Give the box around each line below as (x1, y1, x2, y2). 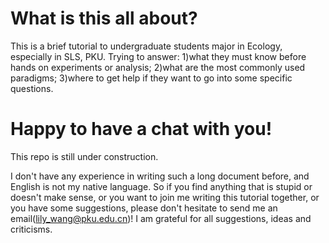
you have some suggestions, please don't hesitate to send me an (10, 202, 278, 214)
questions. (10, 82, 54, 94)
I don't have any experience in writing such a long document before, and (10, 170, 310, 182)
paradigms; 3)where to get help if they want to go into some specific (10, 72, 293, 84)
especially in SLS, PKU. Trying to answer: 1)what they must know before (10, 50, 307, 62)
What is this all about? (10, 7, 198, 30)
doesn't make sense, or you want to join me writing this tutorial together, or (10, 191, 320, 203)
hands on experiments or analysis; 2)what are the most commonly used (10, 61, 306, 73)
